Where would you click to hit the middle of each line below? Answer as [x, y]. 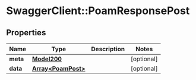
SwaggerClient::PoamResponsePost [98, 11]
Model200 [47, 59]
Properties [26, 33]
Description [108, 49]
